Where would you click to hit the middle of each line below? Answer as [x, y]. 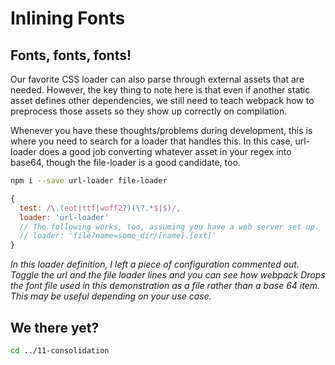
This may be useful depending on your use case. [111, 296]
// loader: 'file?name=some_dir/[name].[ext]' [118, 236]
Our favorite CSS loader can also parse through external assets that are [157, 79]
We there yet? [55, 327]
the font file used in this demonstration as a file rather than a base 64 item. [165, 286]
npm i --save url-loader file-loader [89, 181]
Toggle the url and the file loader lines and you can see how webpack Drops [168, 275]
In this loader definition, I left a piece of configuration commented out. [155, 264]
